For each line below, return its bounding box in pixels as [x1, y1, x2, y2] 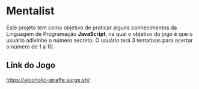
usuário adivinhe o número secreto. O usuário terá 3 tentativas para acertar [6, 36, 194, 44]
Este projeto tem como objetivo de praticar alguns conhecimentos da [6, 24, 177, 31]
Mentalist [6, 4, 55, 18]
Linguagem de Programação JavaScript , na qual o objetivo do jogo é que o [6, 30, 193, 37]
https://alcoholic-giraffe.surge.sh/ [6, 76, 90, 83]
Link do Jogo [6, 60, 56, 70]
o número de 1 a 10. [6, 43, 54, 50]
